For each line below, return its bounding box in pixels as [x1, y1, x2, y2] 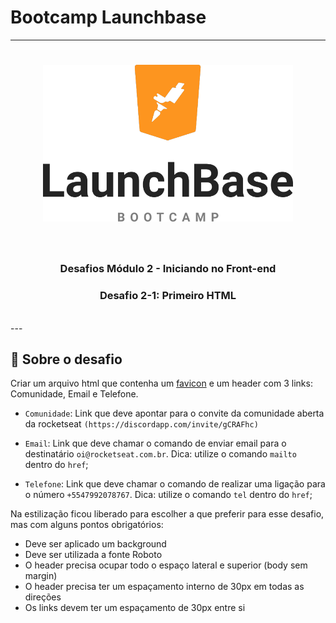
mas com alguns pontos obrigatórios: [10, 519, 164, 531]
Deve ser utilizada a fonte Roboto [24, 549, 163, 561]
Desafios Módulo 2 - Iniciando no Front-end [59, 262, 277, 276]
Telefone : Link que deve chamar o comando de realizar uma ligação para [24, 478, 326, 490]
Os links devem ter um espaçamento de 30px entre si [24, 602, 246, 614]
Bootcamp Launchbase [10, 6, 207, 29]
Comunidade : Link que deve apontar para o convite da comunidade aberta [24, 407, 325, 420]
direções [24, 591, 62, 603]
